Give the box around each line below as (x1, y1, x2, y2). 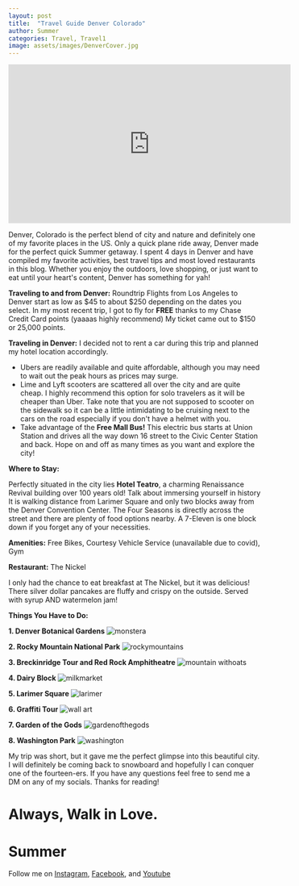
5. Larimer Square (8, 689, 70, 699)
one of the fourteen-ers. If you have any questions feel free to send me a (8, 768, 251, 779)
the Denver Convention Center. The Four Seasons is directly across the (8, 505, 244, 515)
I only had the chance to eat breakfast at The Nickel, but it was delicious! (8, 578, 250, 587)
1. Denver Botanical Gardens (8, 626, 106, 636)
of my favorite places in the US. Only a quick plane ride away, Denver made (8, 239, 260, 249)
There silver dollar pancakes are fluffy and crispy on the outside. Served (8, 587, 248, 596)
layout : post (8, 11, 52, 20)
